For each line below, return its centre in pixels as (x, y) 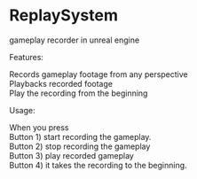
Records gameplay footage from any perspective (98, 74)
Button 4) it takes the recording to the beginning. (98, 165)
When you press (39, 127)
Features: (27, 57)
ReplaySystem (63, 16)
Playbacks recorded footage (61, 83)
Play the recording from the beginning (79, 93)
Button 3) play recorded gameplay (72, 155)
